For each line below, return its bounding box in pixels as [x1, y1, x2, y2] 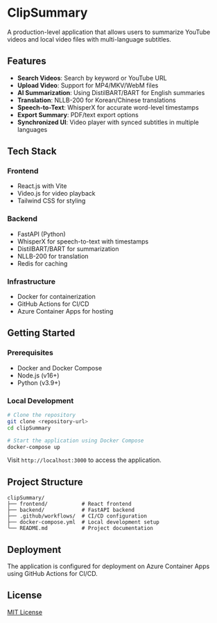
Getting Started [7, 327, 76, 339]
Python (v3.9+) [17, 378, 61, 386]
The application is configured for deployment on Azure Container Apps [7, 562, 210, 570]
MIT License [7, 608, 43, 616]
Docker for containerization [17, 293, 96, 301]
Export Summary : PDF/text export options [17, 110, 139, 119]
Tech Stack [7, 146, 57, 157]
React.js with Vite [17, 182, 67, 190]
